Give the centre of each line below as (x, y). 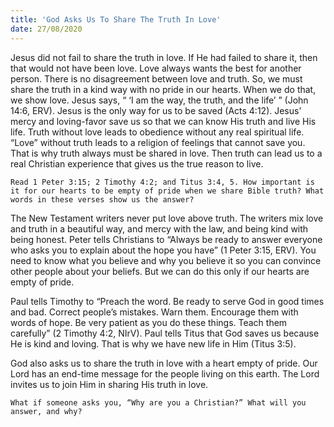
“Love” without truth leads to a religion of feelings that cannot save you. (158, 142)
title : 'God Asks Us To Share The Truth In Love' (116, 19)
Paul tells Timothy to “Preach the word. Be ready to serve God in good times (167, 301)
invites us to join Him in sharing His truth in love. (109, 384)
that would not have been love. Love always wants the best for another (156, 68)
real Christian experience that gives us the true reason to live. (137, 163)
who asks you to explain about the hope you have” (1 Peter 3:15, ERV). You (163, 250)
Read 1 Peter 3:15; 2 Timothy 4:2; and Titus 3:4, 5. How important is (162, 182)
